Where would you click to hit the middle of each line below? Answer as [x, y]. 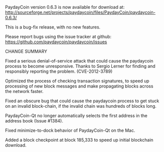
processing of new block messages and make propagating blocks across [79, 86]
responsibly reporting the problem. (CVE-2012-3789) [59, 71]
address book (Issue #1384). [34, 121]
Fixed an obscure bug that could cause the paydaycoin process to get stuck [82, 101]
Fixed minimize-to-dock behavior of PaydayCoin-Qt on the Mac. [70, 130]
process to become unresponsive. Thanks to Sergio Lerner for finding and [80, 66]
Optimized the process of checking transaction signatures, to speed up [77, 81]
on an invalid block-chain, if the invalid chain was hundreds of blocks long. [81, 106]
